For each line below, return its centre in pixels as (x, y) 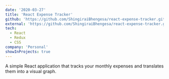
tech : (11, 28)
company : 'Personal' (27, 47)
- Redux (18, 38)
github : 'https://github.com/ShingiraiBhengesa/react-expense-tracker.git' (86, 19)
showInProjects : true (28, 51)
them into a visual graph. (31, 71)
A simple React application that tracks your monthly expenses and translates (84, 66)
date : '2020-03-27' (26, 10)
